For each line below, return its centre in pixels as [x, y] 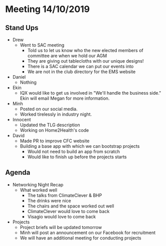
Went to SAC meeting [42, 45]
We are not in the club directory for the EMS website [81, 72]
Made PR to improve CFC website [55, 141]
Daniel [19, 77]
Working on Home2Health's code [54, 130]
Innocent [22, 119]
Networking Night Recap [38, 184]
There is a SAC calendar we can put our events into [80, 66]
